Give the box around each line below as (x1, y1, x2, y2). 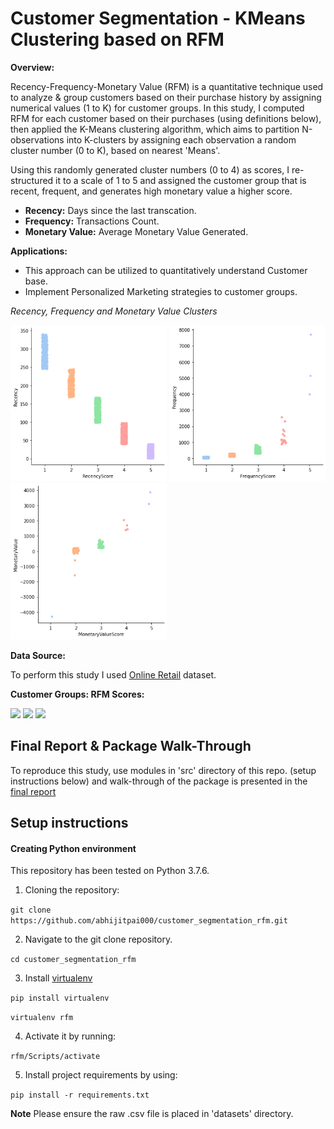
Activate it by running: (24, 1030, 117, 1042)
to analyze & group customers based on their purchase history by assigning (10, 91, 322, 103)
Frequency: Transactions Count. (24, 215, 160, 227)
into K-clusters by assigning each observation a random (66, 133, 297, 146)
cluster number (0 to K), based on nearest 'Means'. (10, 144, 221, 156)
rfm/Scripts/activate (10, 1052, 101, 1062)
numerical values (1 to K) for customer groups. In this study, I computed (10, 102, 305, 114)
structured (10, 174, 54, 186)
